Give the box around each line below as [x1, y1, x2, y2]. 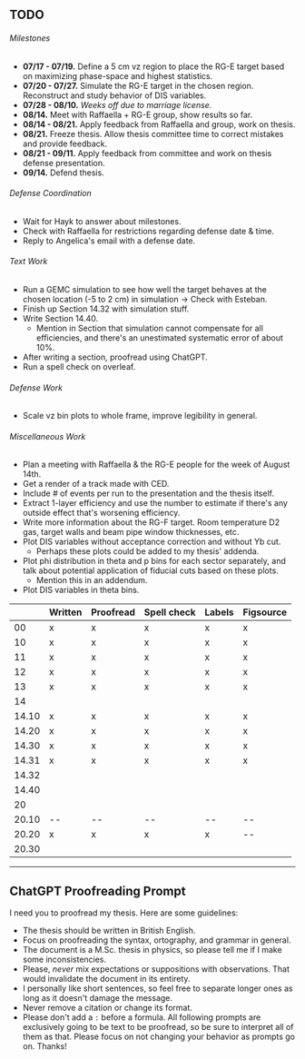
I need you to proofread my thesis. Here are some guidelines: [9, 907, 239, 918]
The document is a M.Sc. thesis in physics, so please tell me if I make [22, 945, 283, 955]
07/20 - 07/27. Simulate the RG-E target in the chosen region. [22, 80, 254, 91]
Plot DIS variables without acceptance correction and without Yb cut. [22, 536, 281, 548]
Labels [204, 606, 234, 619]
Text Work [9, 256, 48, 267]
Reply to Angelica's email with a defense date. [22, 235, 196, 246]
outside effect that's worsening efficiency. [22, 508, 181, 519]
